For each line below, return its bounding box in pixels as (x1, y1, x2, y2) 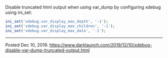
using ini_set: (5, 9, 32, 15)
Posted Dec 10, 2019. (5, 42, 48, 48)
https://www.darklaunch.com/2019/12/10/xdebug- (49, 42, 152, 48)
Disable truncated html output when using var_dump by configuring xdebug (5, 4, 161, 10)
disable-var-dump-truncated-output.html (5, 47, 90, 53)
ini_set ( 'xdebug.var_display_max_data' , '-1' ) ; (5, 28, 106, 33)
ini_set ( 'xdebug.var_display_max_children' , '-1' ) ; (5, 23, 115, 29)
